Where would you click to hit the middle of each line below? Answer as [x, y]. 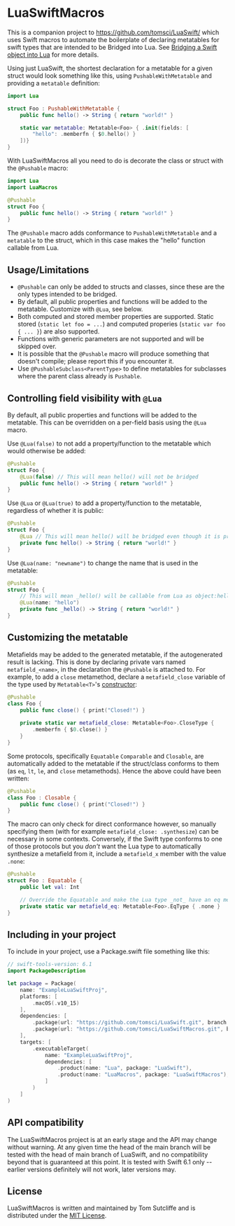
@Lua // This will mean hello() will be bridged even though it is [120, 537]
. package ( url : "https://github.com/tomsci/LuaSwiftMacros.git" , [128, 1029]
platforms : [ [39, 996]
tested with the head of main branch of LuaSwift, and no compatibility [108, 1155]
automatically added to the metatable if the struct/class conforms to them [113, 763]
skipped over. [37, 346]
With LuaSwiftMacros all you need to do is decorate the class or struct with [115, 161]
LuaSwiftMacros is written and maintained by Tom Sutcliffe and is [101, 1208]
